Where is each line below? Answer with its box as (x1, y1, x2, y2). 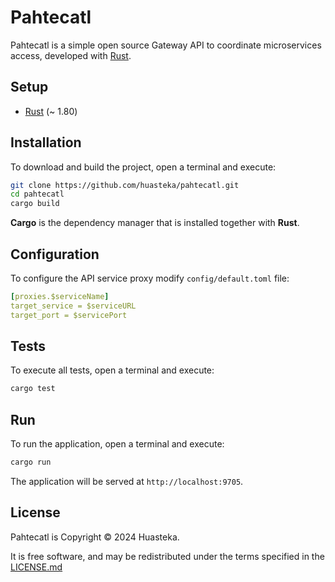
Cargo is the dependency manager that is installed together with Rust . (10, 217, 300, 229)
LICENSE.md (10, 561, 63, 573)
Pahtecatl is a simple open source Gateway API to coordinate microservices (10, 39, 322, 51)
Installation (10, 134, 82, 151)
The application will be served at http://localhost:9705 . (10, 476, 244, 487)
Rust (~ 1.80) (24, 105, 78, 117)
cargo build (10, 199, 60, 209)
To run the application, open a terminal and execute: (10, 438, 225, 450)
